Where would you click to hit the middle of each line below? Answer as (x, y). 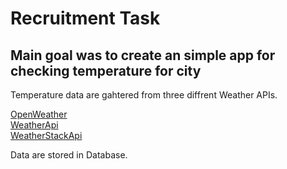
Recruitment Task (85, 18)
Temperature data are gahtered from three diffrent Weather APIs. (144, 95)
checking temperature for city (106, 70)
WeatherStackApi (46, 135)
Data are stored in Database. (69, 155)
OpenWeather (39, 114)
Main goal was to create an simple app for (143, 55)
